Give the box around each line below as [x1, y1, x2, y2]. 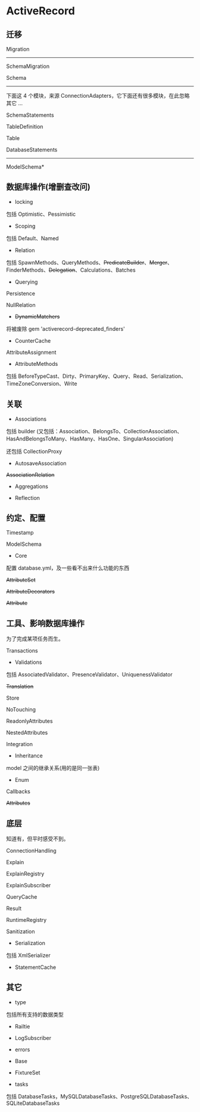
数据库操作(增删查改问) [6, 182, 90, 192]
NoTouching [6, 706, 36, 713]
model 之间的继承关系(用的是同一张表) [6, 765, 100, 772]
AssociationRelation [6, 471, 55, 478]
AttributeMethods [14, 360, 58, 367]
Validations [14, 658, 42, 666]
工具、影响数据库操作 [6, 618, 85, 628]
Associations [14, 415, 46, 423]
